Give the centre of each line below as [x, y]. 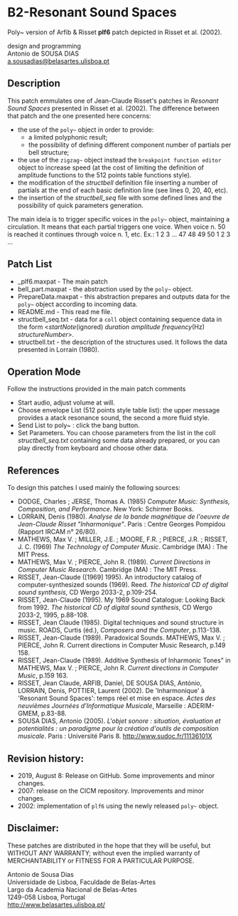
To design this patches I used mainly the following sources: [94, 488]
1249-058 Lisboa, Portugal [46, 897]
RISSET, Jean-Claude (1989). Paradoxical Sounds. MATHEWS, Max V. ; [121, 637]
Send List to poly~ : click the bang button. [79, 425]
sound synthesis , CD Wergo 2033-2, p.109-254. [87, 593]
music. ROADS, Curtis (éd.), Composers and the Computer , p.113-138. [119, 630]
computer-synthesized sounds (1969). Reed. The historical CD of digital [123, 585]
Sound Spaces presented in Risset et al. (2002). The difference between [113, 108]
